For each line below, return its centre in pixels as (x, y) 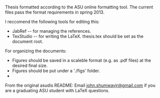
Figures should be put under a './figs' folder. (56, 71)
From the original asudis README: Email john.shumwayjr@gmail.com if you (80, 85)
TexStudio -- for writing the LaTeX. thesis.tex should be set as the (78, 36)
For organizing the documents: (36, 51)
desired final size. (30, 66)
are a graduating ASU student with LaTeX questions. (57, 90)
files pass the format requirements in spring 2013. (55, 12)
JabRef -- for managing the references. (52, 31)
